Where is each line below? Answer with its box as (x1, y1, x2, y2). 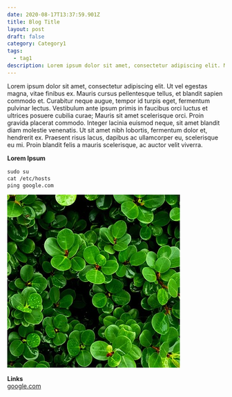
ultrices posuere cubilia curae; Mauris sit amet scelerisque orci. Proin (7, 111, 204, 119)
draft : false (7, 33, 45, 40)
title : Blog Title (7, 18, 60, 26)
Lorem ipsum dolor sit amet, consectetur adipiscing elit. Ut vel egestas (7, 81, 208, 90)
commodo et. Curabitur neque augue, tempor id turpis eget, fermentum (7, 97, 211, 105)
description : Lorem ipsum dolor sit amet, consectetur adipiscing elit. (7, 62, 221, 69)
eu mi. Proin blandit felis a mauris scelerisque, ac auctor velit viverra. (7, 140, 203, 148)
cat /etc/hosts (7, 175, 51, 182)
